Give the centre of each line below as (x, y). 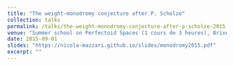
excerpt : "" (24, 52)
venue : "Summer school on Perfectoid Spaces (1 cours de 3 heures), (109, 33)
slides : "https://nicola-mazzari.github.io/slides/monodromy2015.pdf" (112, 45)
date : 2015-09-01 (32, 39)
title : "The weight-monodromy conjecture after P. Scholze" (96, 13)
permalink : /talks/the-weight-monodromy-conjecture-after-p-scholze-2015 (117, 26)
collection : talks (34, 20)
